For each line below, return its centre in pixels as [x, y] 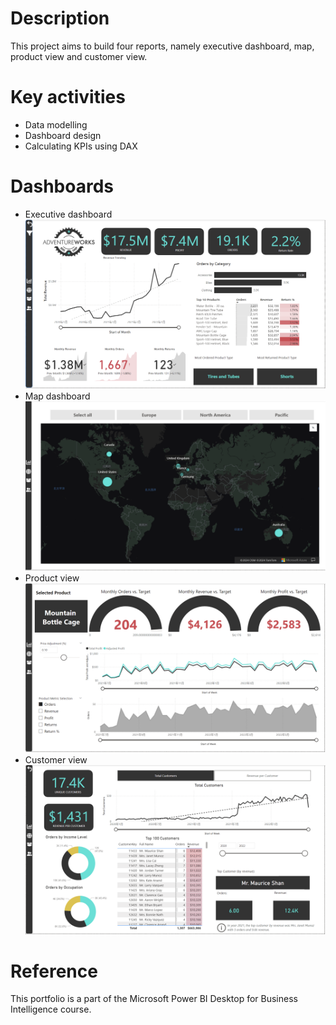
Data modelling [56, 124]
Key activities [68, 97]
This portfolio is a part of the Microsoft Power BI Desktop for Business [154, 999]
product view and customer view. [79, 56]
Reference [54, 971]
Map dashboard [57, 396]
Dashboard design [63, 135]
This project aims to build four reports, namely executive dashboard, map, [162, 46]
